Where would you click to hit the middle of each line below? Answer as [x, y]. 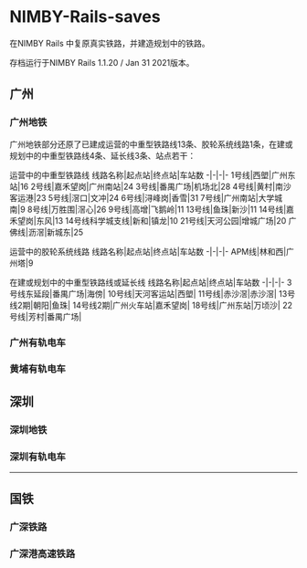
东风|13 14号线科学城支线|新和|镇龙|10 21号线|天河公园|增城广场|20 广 [166, 220]
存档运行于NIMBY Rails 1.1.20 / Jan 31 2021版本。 [102, 62]
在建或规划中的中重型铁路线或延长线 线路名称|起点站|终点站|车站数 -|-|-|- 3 [151, 282]
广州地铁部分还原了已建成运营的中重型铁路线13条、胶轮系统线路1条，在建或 [152, 144]
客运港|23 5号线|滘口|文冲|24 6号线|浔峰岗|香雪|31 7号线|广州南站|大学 [142, 197]
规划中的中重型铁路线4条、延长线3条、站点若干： [103, 155]
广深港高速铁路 [42, 554]
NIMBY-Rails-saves [85, 17]
